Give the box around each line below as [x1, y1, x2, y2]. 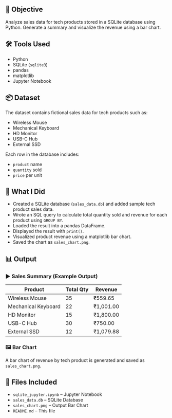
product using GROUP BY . [12, 217, 64, 224]
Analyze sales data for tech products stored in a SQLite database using [5, 19, 156, 25]
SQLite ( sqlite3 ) [12, 61, 48, 67]
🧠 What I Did [5, 187, 45, 196]
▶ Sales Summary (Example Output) [5, 272, 98, 280]
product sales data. [12, 206, 54, 212]
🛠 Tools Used [5, 40, 50, 49]
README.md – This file [12, 408, 55, 414]
